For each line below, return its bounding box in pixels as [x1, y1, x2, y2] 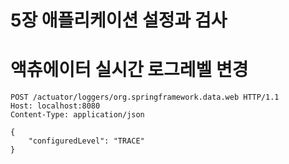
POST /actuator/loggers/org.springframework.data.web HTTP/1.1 [10, 92, 280, 103]
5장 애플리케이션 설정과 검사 [10, 9, 228, 32]
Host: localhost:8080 [10, 101, 101, 111]
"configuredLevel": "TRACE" [28, 136, 145, 146]
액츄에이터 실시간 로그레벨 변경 [10, 59, 249, 81]
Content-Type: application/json [10, 110, 145, 120]
